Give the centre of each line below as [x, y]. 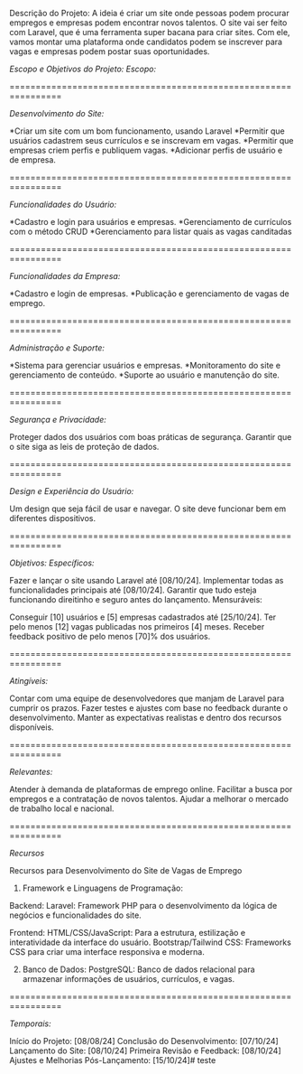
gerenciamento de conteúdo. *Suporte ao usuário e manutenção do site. [144, 375]
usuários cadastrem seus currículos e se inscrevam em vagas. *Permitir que [151, 140]
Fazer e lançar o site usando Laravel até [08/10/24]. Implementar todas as [147, 580]
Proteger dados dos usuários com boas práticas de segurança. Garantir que [151, 437]
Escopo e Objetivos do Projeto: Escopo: [83, 69]
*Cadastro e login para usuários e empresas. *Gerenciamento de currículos [151, 222]
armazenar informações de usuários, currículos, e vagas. [129, 979]
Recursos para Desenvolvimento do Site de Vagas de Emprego [126, 870]
